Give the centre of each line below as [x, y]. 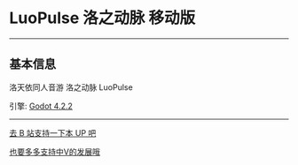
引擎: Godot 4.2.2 [41, 106]
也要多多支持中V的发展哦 [55, 152]
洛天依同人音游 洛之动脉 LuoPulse [71, 87]
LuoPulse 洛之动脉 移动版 [102, 18]
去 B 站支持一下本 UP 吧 [53, 132]
